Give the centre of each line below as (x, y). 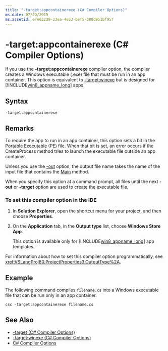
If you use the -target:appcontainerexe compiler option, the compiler (78, 69)
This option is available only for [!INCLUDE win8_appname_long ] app (83, 241)
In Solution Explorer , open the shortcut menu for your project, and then (87, 211)
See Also (19, 320)
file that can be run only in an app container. (51, 295)
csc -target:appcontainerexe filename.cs (49, 305)
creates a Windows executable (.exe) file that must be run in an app (75, 74)
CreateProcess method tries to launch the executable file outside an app (80, 151)
